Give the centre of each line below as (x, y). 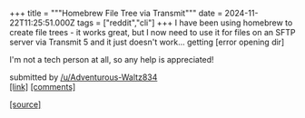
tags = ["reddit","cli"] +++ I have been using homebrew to (185, 23)
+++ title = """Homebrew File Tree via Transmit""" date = (116, 13)
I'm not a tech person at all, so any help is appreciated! (112, 59)
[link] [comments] (43, 87)
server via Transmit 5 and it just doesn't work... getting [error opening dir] (147, 42)
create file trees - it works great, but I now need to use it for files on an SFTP (152, 32)
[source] (25, 104)
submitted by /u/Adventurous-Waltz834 (84, 77)
